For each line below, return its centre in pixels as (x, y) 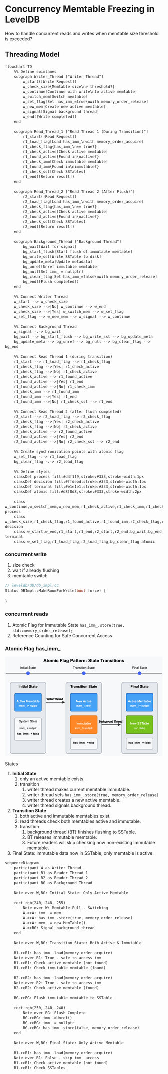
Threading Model (32, 55)
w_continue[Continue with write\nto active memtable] (80, 92)
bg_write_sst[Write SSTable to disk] (62, 257)
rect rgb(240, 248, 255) (40, 903)
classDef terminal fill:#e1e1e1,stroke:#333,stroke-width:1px (80, 487)
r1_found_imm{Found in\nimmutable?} (61, 167)
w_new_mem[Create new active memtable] (65, 107)
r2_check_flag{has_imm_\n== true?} (60, 207)
